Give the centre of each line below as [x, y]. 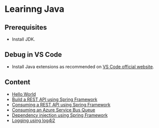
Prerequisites [26, 27]
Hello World [24, 94]
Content [18, 82]
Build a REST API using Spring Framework [54, 99]
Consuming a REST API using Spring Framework [61, 104]
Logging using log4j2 [33, 120]
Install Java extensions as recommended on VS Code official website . [83, 66]
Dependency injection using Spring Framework [60, 115]
